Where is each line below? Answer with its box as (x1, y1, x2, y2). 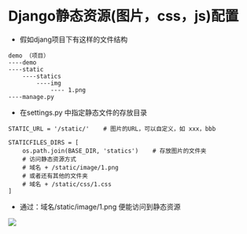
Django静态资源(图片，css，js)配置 (8, 7, 239, 25)
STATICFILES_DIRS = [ (8, 138, 79, 146)
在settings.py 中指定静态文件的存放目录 (19, 108, 148, 117)
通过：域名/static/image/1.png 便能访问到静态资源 (19, 202, 181, 211)
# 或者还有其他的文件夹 (22, 172, 88, 180)
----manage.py (8, 93, 55, 101)
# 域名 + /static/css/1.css (22, 180, 112, 188)
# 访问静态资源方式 (22, 155, 77, 163)
